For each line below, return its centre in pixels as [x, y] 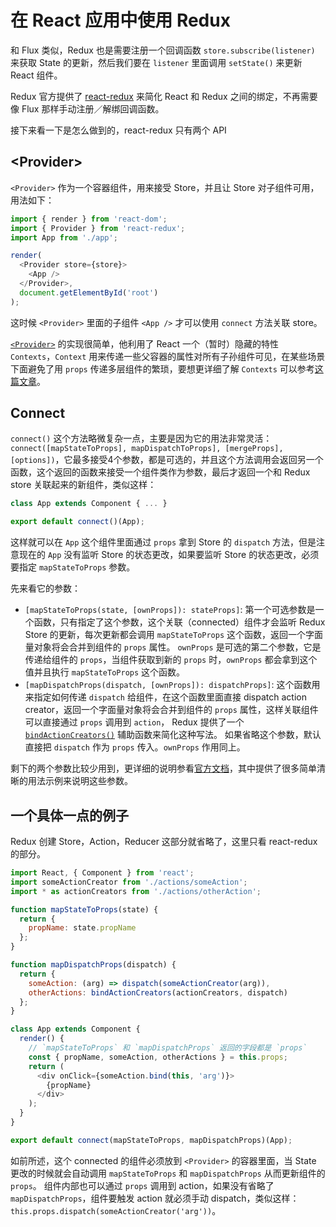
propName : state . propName [82, 928]
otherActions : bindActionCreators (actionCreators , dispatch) [158, 992]
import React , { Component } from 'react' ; [102, 873]
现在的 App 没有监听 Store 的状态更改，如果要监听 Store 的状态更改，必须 [169, 555]
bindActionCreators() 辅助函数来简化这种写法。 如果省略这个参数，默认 [173, 735]
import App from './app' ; [64, 237]
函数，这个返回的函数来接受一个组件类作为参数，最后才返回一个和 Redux [160, 472]
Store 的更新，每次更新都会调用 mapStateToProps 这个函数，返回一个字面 [174, 635]
